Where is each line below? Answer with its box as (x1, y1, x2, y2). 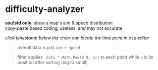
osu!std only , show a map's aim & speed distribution (5, 20, 113, 26)
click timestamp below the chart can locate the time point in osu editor (5, 35, 150, 41)
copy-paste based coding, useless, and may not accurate (5, 25, 123, 31)
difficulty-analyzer (5, 3, 84, 15)
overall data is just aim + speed (17, 44, 80, 50)
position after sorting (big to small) (17, 59, 88, 65)
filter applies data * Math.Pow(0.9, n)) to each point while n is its (17, 54, 154, 60)
